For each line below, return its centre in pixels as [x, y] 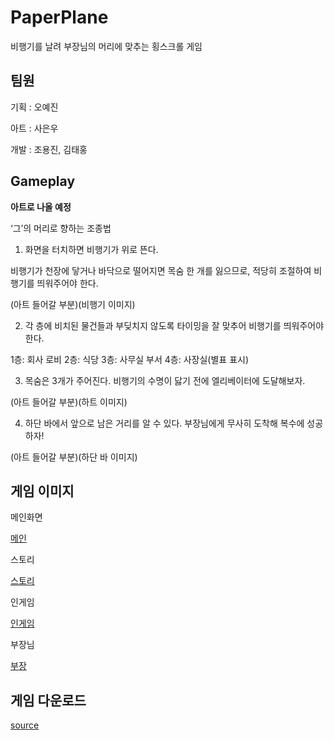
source [25, 725]
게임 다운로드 [48, 700]
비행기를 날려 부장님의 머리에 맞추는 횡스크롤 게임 [106, 46]
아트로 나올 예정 [41, 207]
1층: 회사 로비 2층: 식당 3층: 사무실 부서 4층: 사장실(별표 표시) [130, 359]
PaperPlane [59, 17]
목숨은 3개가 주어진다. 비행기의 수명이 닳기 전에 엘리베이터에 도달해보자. [165, 380]
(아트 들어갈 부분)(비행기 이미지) [73, 304]
